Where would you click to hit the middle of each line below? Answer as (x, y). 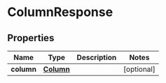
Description (97, 58)
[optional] (139, 69)
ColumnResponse (60, 12)
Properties (31, 38)
